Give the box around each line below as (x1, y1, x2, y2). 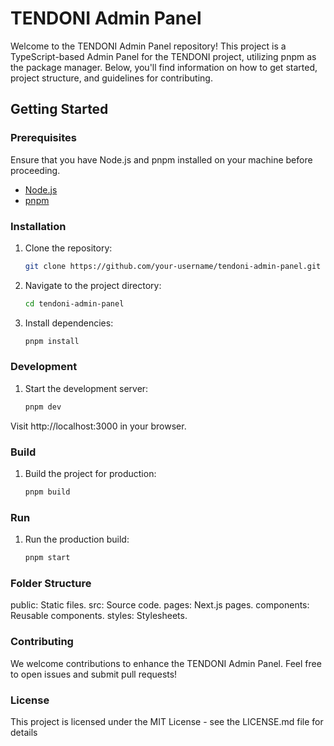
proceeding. (10, 164, 61, 176)
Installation (10, 219, 67, 233)
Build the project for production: (24, 468, 157, 480)
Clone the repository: (24, 242, 113, 254)
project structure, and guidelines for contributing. (10, 72, 213, 84)
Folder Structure (10, 576, 92, 590)
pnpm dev (24, 402, 62, 412)
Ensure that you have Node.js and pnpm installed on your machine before (10, 153, 313, 166)
